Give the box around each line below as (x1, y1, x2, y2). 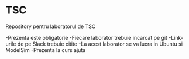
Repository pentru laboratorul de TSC (5, 23, 96, 30)
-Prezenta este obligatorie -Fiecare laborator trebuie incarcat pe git (5, 34, 168, 41)
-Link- (169, 34, 184, 41)
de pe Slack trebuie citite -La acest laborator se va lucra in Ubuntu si (17, 40, 183, 47)
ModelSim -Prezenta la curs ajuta (5, 46, 86, 53)
